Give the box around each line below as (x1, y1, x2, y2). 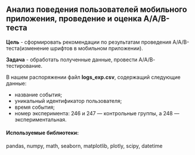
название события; (14, 91, 62, 98)
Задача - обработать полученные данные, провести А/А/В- (6, 56, 156, 63)
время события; (14, 104, 55, 111)
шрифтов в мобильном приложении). (50, 44, 143, 51)
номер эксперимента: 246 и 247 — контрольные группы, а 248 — (14, 109, 180, 116)
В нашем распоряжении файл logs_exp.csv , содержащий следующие (6, 73, 181, 81)
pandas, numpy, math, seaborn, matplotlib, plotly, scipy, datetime (6, 143, 163, 150)
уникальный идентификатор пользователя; (14, 97, 122, 104)
